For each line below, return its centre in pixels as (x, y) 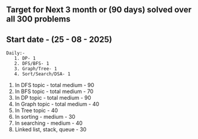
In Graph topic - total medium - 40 (57, 104)
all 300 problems (38, 19)
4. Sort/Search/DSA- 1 (42, 74)
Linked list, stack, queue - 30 (50, 129)
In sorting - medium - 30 (45, 117)
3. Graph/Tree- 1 (36, 69)
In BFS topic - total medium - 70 (54, 91)
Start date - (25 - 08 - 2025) (59, 39)
